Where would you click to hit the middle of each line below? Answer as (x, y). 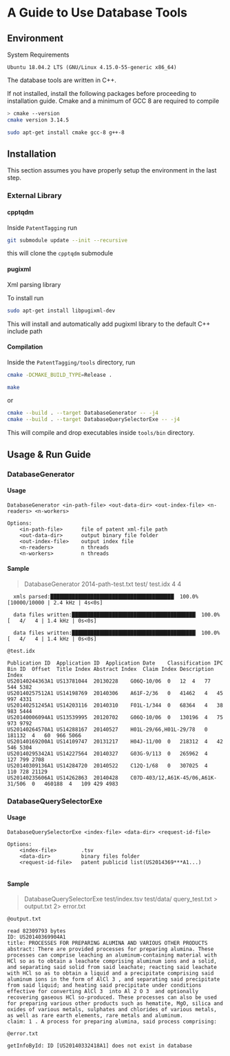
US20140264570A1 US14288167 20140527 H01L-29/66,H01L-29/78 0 (107, 730)
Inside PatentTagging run (42, 227)
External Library (34, 196)
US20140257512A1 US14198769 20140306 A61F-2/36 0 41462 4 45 (115, 693)
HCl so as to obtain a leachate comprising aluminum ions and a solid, (112, 961)
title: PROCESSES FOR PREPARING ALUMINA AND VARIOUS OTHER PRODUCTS (107, 943)
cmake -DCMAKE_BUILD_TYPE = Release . (60, 375)
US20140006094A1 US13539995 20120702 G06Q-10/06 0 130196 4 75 (115, 717)
